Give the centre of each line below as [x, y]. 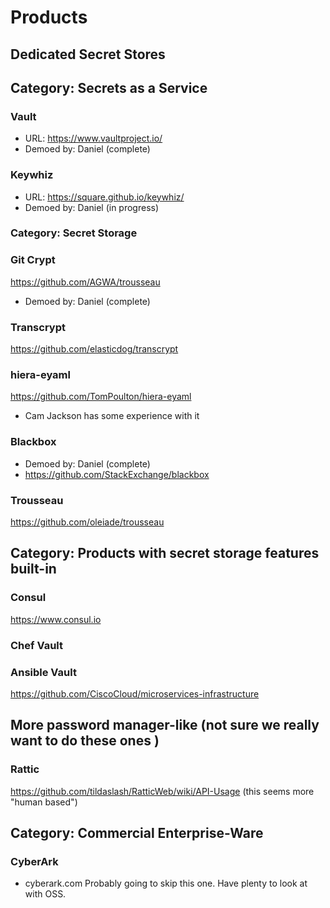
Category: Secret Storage [74, 233]
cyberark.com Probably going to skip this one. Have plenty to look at [166, 883]
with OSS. [45, 894]
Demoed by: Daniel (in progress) [92, 207]
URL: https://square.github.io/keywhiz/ [104, 197]
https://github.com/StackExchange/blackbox [117, 474]
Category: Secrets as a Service [109, 87]
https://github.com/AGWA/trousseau [85, 282]
